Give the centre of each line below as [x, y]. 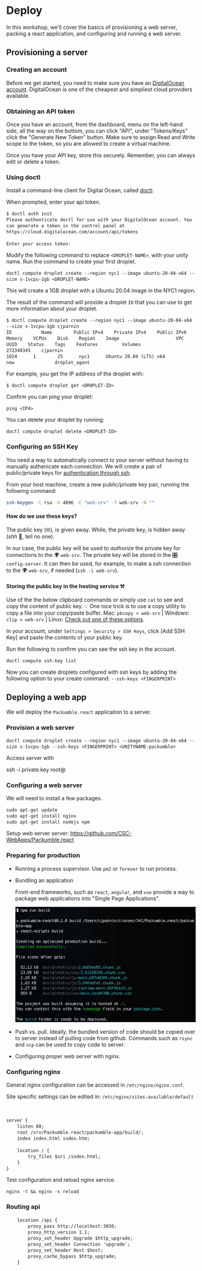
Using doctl [23, 177]
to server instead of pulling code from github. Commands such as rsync [104, 1038]
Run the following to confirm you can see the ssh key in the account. [91, 649]
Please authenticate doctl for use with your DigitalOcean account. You [99, 220]
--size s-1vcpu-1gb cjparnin [43, 327]
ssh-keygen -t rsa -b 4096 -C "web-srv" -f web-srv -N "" [80, 503]
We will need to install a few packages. [54, 799]
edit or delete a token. [33, 162]
